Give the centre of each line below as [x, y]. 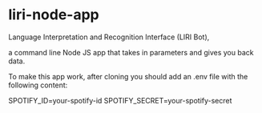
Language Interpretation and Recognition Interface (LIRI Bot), [109, 37]
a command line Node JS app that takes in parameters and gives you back [131, 52]
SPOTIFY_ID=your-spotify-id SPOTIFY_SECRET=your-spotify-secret [120, 100]
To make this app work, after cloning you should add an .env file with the [128, 76]
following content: [38, 85]
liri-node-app [54, 15]
